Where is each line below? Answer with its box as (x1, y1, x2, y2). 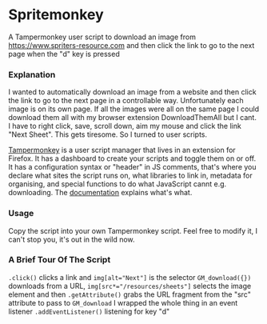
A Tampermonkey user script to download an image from (8, 32, 196, 42)
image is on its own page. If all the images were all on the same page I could (8, 104, 260, 114)
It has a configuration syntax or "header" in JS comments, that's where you (8, 162, 257, 172)
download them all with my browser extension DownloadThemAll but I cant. (8, 113, 257, 122)
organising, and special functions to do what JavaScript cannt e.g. (8, 179, 227, 189)
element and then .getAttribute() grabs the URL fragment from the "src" (8, 290, 252, 299)
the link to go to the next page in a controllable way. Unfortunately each (8, 96, 244, 106)
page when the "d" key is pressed (8, 49, 120, 58)
